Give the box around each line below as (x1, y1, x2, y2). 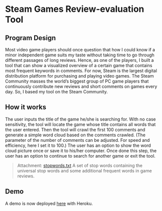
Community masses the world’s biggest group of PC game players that (5, 78, 149, 84)
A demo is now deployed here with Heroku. (5, 200, 93, 206)
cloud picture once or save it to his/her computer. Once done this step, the (5, 147, 157, 154)
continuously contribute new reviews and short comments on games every (5, 84, 158, 89)
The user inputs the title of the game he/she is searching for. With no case (5, 116, 156, 122)
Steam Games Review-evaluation (5, 3, 144, 15)
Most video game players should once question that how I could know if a (5, 47, 156, 52)
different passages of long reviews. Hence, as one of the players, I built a (5, 57, 154, 63)
